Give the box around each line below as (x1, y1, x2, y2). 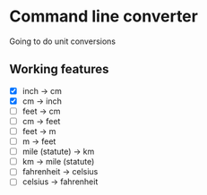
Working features (9, 62, 109, 77)
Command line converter (9, 6, 199, 27)
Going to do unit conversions (9, 36, 116, 47)
